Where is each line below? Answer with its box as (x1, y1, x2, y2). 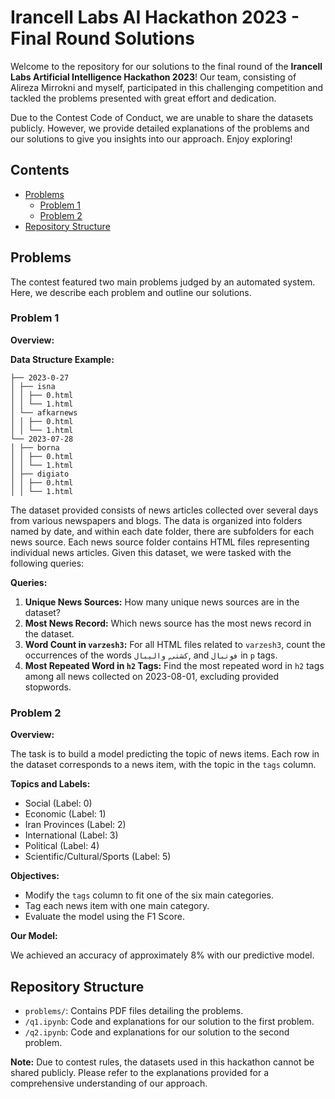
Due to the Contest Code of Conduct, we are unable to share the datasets (10, 111, 314, 123)
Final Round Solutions (10, 27, 195, 50)
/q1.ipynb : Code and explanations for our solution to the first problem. (24, 1015, 315, 1027)
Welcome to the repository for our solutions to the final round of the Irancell (10, 60, 323, 72)
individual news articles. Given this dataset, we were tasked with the (10, 546, 292, 558)
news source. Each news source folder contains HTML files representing (10, 536, 310, 548)
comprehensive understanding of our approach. (10, 1077, 208, 1089)
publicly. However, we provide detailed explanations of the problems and (10, 122, 310, 134)
